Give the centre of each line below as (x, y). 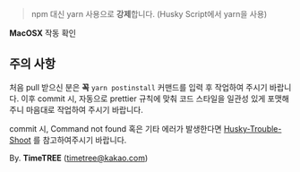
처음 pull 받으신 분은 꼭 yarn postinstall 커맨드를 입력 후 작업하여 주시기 (138, 87)
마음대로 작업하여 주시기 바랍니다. (84, 109)
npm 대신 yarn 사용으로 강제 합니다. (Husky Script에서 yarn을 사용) (149, 14)
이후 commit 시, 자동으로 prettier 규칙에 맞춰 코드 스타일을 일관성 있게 (143, 99)
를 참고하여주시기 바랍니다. (80, 140)
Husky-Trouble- (253, 128)
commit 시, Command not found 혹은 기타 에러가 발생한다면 (116, 128)
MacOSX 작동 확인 (43, 33)
